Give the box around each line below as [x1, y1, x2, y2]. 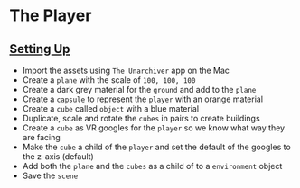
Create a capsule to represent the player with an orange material [22, 94, 264, 104]
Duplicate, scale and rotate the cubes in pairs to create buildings [22, 113, 260, 123]
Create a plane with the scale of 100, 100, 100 [22, 75, 196, 85]
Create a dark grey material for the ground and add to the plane [22, 85, 257, 94]
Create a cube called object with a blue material [22, 103, 200, 113]
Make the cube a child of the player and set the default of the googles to [22, 141, 291, 152]
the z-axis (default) [22, 151, 95, 162]
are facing [22, 132, 61, 142]
